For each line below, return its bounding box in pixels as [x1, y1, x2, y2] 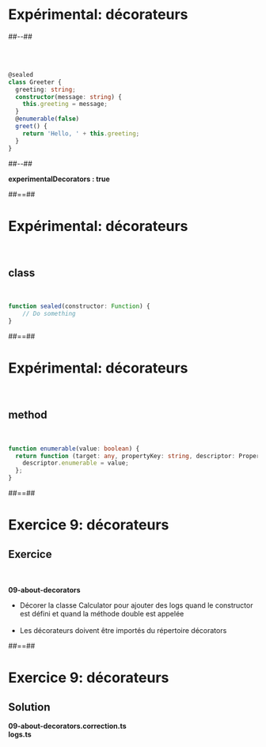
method [8, 408, 47, 422]
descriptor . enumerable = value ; [22, 459, 129, 468]
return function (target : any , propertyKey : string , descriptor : [15, 452, 236, 460]
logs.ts [8, 730, 32, 739]
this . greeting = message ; [22, 100, 108, 108]
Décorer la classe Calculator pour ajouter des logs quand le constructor [19, 601, 253, 610]
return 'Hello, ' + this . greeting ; [22, 129, 140, 138]
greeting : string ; [15, 85, 77, 93]
